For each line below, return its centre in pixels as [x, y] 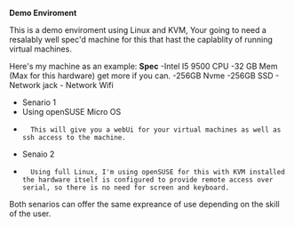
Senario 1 [39, 102]
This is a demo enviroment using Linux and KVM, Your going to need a [138, 30]
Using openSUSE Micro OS [72, 112]
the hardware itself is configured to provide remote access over [147, 180]
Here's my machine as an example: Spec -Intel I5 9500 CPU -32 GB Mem [143, 66]
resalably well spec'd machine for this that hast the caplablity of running [141, 40]
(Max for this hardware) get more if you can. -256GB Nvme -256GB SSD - [144, 76]
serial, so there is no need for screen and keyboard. [126, 188]
